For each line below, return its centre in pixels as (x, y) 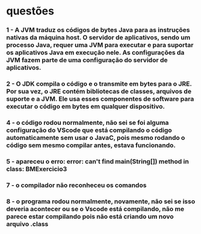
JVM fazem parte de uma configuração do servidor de (87, 60)
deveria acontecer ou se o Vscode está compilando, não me (95, 209)
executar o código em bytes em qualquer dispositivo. (86, 107)
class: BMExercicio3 (37, 169)
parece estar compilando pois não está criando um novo (90, 217)
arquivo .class (27, 224)
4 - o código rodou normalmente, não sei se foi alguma (88, 122)
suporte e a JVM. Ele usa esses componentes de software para (100, 99)
